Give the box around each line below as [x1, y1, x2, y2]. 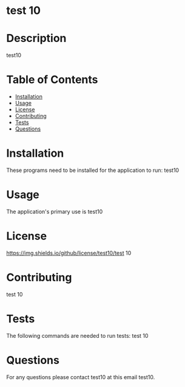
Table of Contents [6, 73, 98, 87]
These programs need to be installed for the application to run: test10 [6, 166, 180, 174]
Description [6, 32, 67, 46]
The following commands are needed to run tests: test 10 [6, 332, 149, 339]
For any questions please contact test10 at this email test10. [6, 373, 155, 380]
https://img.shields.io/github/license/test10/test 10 [6, 249, 132, 256]
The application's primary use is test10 [6, 208, 103, 215]
